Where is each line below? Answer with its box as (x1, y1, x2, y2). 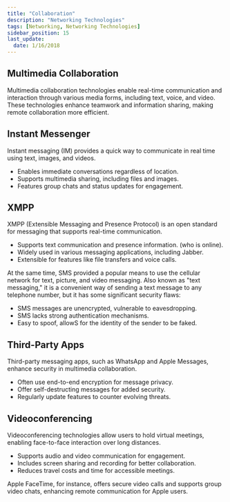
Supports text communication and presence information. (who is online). (17, 241, 224, 249)
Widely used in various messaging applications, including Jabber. (17, 248, 204, 256)
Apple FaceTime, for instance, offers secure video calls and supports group (7, 480, 222, 488)
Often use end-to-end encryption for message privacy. (17, 378, 174, 387)
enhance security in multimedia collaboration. (7, 365, 137, 373)
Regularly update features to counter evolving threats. (17, 393, 171, 401)
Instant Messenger (7, 128, 90, 140)
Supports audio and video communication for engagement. (17, 452, 186, 460)
